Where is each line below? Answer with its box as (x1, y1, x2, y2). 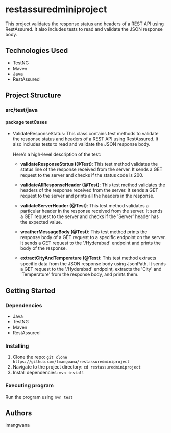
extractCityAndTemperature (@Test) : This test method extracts (20, 255, 157, 262)
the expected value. (20, 219, 62, 225)
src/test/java (5, 106, 38, 114)
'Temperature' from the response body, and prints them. (20, 271, 139, 277)
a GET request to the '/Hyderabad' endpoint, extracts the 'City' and (20, 266, 162, 272)
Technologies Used (5, 46, 68, 55)
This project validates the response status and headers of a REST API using (5, 20, 164, 27)
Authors (5, 408, 32, 417)
